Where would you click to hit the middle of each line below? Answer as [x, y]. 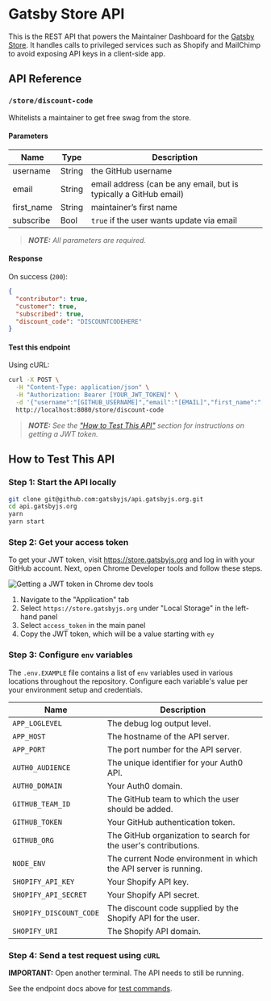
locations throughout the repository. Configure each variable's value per [128, 681]
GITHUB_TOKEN [38, 822]
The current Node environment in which [182, 858]
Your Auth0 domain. [145, 785]
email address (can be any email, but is [165, 184]
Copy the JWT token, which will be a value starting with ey [117, 634]
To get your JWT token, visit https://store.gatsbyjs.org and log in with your [132, 560]
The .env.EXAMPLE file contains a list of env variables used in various [121, 672]
